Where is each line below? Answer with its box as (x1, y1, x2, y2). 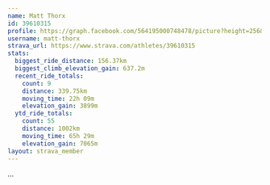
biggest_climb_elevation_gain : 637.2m (15, 65, 146, 73)
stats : (7, 49, 30, 57)
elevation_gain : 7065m (22, 139, 98, 148)
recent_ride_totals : (15, 72, 84, 80)
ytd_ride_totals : (15, 110, 73, 118)
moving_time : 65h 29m (22, 132, 94, 140)
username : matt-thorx (7, 34, 81, 43)
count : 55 (22, 117, 56, 125)
